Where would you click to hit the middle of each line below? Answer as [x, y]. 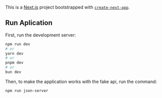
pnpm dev [14, 63]
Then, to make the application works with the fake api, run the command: [81, 81]
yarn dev [14, 53]
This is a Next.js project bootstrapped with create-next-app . [68, 7]
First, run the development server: [41, 35]
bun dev [13, 72]
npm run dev [18, 44]
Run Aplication [29, 23]
